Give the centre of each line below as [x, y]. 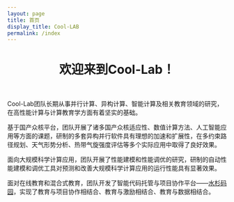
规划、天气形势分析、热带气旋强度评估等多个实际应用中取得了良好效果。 [117, 145]
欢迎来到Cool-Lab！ [117, 70]
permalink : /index [34, 33]
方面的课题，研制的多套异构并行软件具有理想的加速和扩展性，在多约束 [120, 136]
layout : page [26, 14]
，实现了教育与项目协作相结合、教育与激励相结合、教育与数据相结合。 [114, 192]
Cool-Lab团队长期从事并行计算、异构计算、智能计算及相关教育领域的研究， [115, 104]
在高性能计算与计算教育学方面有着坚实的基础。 [74, 113]
